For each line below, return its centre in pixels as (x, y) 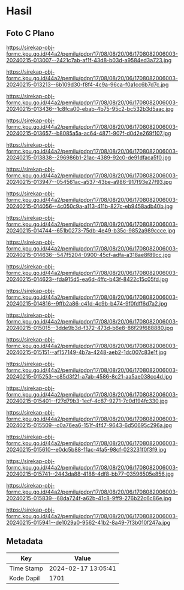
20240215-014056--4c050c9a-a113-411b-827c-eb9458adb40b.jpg (90, 206)
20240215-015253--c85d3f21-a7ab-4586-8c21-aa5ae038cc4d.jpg (89, 376)
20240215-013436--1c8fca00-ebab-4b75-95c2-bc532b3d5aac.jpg (90, 109)
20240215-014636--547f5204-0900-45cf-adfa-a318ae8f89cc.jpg (89, 255)
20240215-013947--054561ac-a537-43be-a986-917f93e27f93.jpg (89, 182)
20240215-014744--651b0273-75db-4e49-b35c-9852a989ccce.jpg (91, 231)
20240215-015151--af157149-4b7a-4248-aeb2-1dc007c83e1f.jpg (86, 352)
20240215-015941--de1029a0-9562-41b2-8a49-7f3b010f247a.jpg (88, 523)
